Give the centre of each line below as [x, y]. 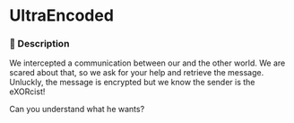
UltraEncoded [62, 16]
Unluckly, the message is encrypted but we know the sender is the [132, 83]
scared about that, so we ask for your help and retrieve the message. [137, 73]
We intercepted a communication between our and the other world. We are [147, 63]
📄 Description [39, 44]
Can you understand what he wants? [77, 110]
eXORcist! [27, 92]
